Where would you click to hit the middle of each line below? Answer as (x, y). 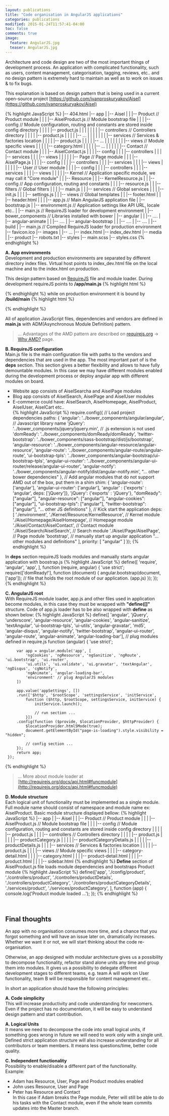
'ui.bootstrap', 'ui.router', (37, 660)
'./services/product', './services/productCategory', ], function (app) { (76, 888)
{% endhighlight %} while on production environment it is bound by (75, 293)
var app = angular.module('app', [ (54, 651)
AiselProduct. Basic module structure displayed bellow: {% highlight (76, 813)
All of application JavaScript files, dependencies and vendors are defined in (84, 319)
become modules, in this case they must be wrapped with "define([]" (78, 604)
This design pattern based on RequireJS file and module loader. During (79, 278)
